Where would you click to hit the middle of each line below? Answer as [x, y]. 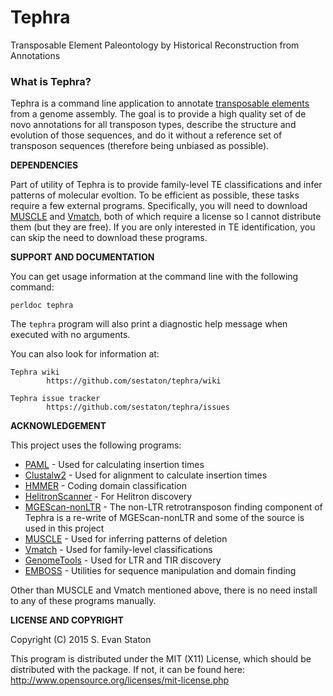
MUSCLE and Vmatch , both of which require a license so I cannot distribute [166, 217]
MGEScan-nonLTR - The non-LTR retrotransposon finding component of [173, 507]
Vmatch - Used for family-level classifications [118, 550]
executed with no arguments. [70, 335]
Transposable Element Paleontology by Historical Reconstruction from [155, 45]
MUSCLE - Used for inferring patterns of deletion [126, 539]
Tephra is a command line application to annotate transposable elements [160, 103]
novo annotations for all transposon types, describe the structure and [153, 125]
